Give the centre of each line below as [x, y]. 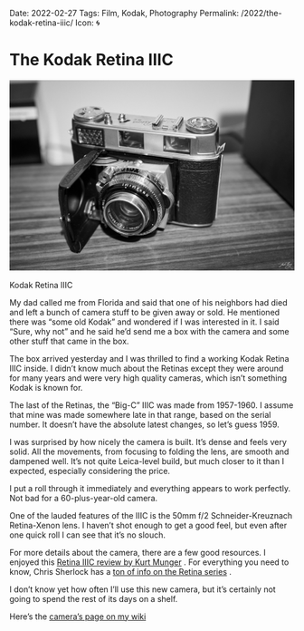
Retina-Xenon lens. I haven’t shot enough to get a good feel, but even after [148, 525]
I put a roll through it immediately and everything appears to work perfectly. [150, 488]
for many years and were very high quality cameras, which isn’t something [148, 378]
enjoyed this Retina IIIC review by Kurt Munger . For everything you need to [149, 562]
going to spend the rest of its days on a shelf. [94, 598]
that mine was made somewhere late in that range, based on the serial [140, 414]
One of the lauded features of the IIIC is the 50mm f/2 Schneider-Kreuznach [151, 515]
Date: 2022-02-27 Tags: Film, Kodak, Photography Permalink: [124, 13]
